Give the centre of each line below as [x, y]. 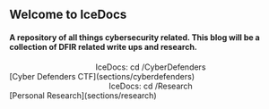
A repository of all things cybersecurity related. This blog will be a [134, 37]
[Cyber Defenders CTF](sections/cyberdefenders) [102, 76]
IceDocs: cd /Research [151, 86]
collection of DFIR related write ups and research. [103, 46]
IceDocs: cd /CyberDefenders [151, 67]
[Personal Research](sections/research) [83, 95]
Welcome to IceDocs [68, 15]
